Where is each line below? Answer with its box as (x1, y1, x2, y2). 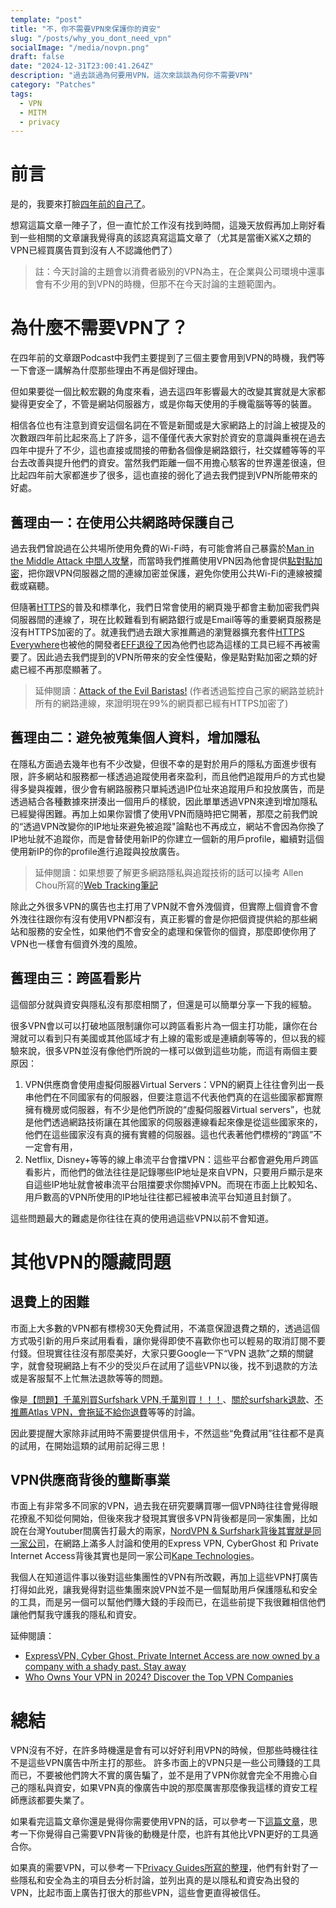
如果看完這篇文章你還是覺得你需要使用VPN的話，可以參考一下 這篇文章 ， (10, 1816, 310, 1828)
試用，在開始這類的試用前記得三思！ (18, 1439, 168, 1451)
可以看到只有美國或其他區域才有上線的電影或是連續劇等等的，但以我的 (27, 1032, 317, 1044)
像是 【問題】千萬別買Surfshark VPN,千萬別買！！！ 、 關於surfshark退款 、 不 (10, 1393, 324, 1405)
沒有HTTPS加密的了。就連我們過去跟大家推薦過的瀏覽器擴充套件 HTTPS (10, 626, 305, 638)
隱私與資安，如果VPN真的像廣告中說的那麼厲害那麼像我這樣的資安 (27, 1782, 301, 1794)
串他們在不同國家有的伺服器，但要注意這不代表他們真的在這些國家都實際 (24, 1091, 323, 1103)
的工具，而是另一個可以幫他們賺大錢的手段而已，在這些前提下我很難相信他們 (10, 1596, 326, 1608)
